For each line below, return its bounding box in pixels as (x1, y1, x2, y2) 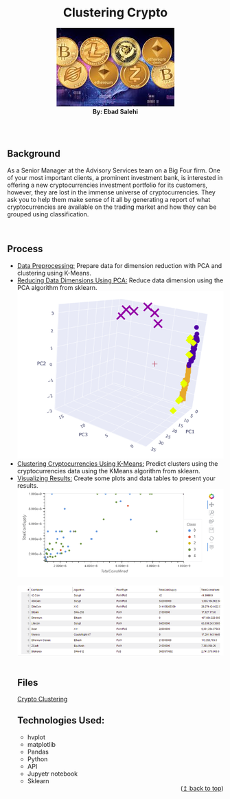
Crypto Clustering (16, 695, 68, 703)
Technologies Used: (16, 714, 105, 726)
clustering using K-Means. (16, 269, 91, 277)
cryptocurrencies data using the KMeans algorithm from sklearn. (16, 466, 200, 475)
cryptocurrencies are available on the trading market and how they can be (7, 203, 217, 211)
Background (7, 148, 60, 159)
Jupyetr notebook (27, 769, 78, 778)
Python (27, 754, 48, 763)
